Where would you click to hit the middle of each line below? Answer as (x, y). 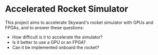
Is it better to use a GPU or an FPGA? (49, 42)
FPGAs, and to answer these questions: (44, 27)
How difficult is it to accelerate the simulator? (57, 37)
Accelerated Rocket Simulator (67, 9)
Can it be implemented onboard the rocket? (56, 47)
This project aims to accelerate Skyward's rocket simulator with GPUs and (79, 22)
